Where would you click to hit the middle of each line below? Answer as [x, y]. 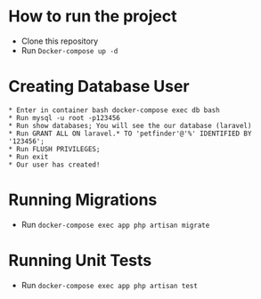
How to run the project [93, 16]
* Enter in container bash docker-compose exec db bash [114, 110]
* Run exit [29, 157]
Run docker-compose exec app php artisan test [109, 285]
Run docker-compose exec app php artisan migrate [115, 224]
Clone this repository [60, 41]
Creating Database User [99, 87]
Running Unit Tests [80, 261]
